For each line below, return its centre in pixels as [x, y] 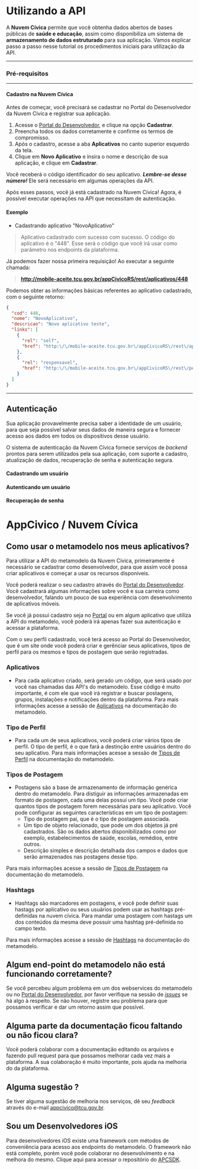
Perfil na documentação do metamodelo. [65, 759]
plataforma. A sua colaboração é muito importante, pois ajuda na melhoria [97, 1062]
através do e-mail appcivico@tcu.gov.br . [56, 1107]
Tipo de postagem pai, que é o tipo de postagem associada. [97, 819]
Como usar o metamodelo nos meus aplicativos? [98, 547]
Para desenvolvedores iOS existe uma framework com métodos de [88, 1141]
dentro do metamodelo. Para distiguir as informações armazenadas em [101, 794]
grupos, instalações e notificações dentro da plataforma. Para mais [97, 699]
